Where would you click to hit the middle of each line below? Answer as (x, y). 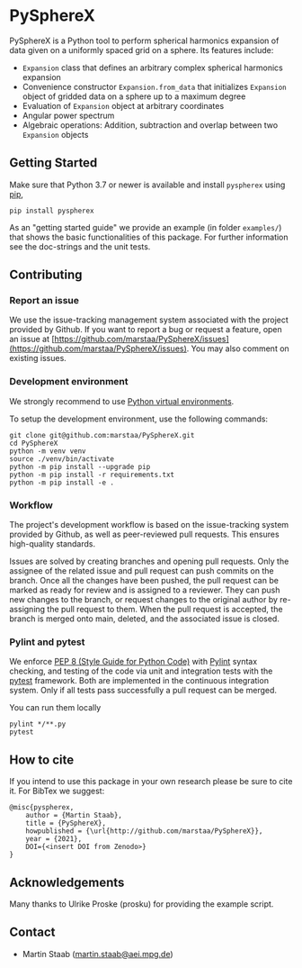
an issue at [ (32, 339)
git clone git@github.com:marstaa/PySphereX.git (102, 435)
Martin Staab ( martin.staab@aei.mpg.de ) (98, 954)
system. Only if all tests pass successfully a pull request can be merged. (143, 691)
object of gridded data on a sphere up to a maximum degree (134, 96)
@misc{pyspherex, (42, 808)
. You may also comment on (238, 348)
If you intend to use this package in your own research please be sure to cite (151, 782)
